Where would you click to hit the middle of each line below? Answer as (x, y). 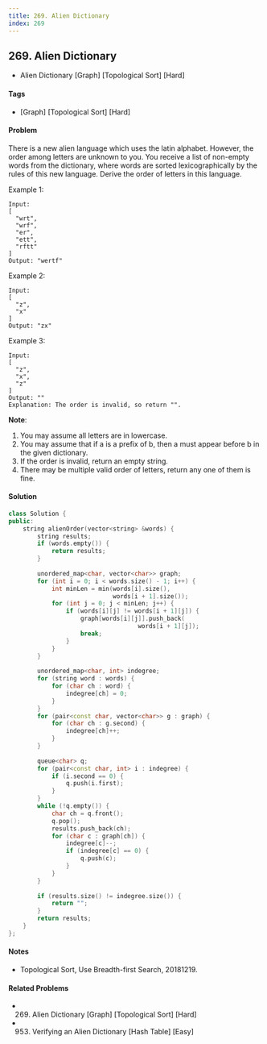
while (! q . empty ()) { (74, 806)
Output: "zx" (30, 326)
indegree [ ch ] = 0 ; (97, 693)
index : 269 (27, 23)
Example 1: (26, 189)
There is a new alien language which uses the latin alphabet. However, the (131, 148)
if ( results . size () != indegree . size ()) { (109, 896)
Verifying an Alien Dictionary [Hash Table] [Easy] (113, 1032)
